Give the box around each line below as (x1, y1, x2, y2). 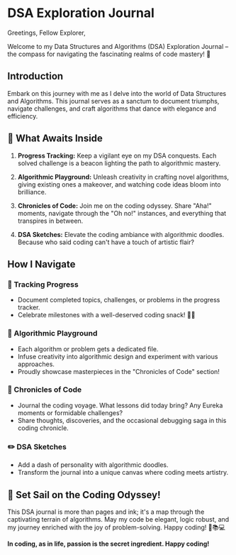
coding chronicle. (17, 424, 69, 432)
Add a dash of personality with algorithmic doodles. (17, 461, 169, 469)
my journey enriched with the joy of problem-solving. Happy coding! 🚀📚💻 (7, 523, 225, 532)
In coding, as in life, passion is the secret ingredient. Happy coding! (7, 539, 210, 548)
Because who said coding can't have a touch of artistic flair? (17, 238, 195, 246)
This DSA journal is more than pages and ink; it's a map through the (7, 507, 205, 516)
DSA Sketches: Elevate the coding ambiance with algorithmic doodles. (17, 230, 225, 238)
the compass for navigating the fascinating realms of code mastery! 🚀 (7, 50, 211, 58)
